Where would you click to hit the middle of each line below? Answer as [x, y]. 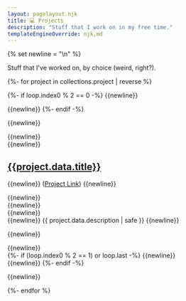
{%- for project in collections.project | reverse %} [80, 82]
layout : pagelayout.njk [43, 14]
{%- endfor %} [29, 291]
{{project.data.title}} [54, 167]
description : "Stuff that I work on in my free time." [90, 27]
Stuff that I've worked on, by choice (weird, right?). [82, 68]
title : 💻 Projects [35, 21]
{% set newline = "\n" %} [44, 54]
